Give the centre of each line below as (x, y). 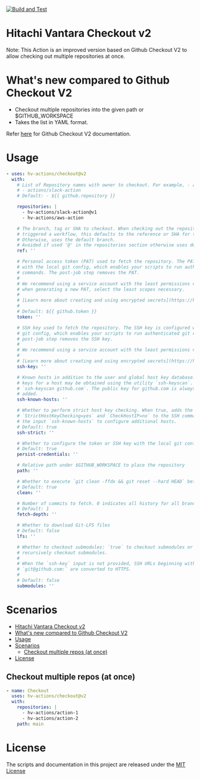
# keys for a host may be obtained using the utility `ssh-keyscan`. (105, 383)
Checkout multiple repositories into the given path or (79, 109)
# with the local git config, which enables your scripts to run (100, 267)
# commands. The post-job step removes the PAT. (78, 272)
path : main (30, 724)
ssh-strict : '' (36, 433)
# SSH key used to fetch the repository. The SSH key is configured (104, 328)
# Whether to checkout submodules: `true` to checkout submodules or (105, 547)
